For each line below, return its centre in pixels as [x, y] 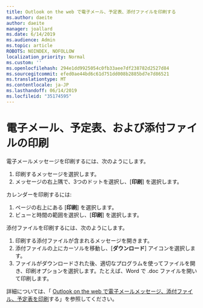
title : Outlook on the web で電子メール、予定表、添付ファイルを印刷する [91, 12]
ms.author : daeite [29, 18]
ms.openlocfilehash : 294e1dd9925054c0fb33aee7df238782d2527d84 [88, 68]
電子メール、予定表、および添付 [86, 128]
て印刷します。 [34, 278]
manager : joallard [29, 29]
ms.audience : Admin [31, 40]
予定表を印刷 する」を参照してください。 [67, 299]
